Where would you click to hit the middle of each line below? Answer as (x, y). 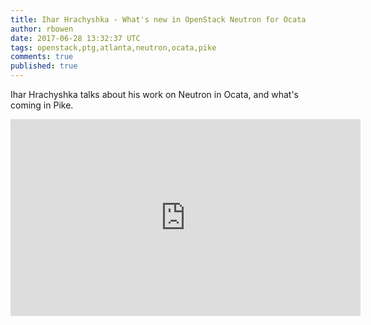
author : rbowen (42, 29)
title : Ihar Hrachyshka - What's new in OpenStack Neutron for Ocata (158, 19)
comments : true (42, 57)
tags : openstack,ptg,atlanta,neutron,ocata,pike (113, 47)
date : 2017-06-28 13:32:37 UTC (75, 38)
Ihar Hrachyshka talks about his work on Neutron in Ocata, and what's (154, 94)
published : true (44, 66)
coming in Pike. (42, 105)
